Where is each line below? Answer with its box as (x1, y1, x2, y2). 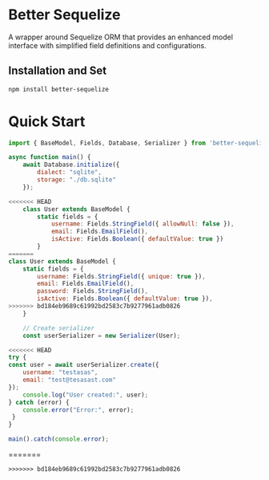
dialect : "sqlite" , (37, 169, 102, 177)
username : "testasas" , (22, 368, 98, 376)
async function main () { (8, 153, 91, 161)
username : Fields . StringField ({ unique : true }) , (37, 272, 206, 280)
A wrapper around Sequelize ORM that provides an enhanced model (8, 32, 234, 42)
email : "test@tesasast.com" (22, 376, 116, 384)
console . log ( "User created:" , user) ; (22, 391, 149, 399)
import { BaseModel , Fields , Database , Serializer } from (8, 139, 206, 147)
